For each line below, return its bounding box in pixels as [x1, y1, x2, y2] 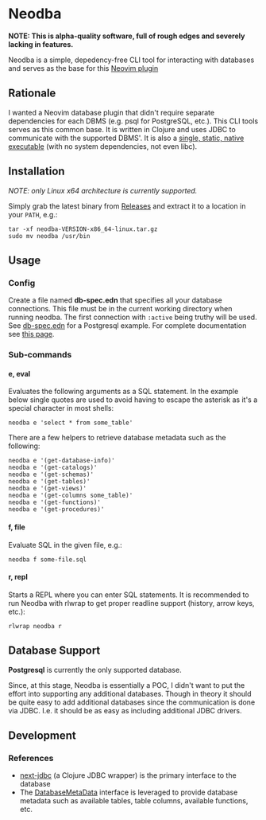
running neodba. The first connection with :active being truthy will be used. [8, 312, 257, 322]
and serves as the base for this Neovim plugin [8, 63, 159, 72]
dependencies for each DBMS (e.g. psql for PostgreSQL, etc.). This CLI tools [8, 116, 259, 126]
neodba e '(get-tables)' [8, 478, 91, 486]
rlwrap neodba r [8, 622, 62, 630]
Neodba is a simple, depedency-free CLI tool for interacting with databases [8, 55, 255, 64]
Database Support [8, 644, 101, 658]
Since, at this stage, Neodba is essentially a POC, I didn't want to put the [8, 680, 245, 689]
